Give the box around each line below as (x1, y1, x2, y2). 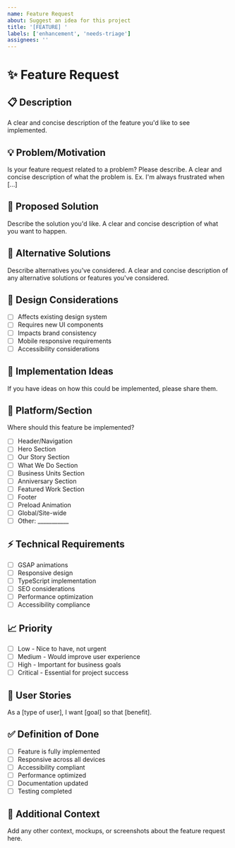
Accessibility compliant (17, 763, 85, 771)
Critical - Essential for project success (17, 668, 129, 677)
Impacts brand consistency (17, 329, 97, 337)
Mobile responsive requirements (17, 337, 112, 345)
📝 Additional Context (7, 808, 100, 820)
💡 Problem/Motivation (7, 146, 106, 159)
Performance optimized (17, 771, 87, 780)
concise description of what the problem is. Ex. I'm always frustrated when (7, 172, 225, 181)
